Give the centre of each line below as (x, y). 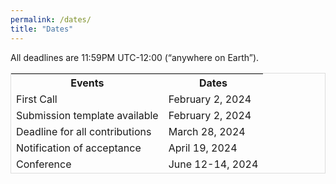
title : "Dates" (42, 29)
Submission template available (87, 115)
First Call (37, 99)
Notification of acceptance (79, 148)
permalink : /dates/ (51, 19)
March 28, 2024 (207, 131)
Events (87, 83)
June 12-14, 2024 (213, 164)
